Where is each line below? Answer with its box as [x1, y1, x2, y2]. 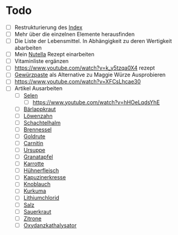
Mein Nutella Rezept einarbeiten [14, 51, 94, 58]
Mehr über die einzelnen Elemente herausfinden [14, 31, 135, 38]
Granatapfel [23, 153, 53, 161]
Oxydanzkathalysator [23, 222, 77, 229]
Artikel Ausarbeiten [14, 85, 63, 92]
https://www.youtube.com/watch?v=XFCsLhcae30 [14, 78, 141, 85]
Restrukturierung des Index [14, 24, 83, 31]
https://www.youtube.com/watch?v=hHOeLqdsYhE [32, 98, 160, 106]
